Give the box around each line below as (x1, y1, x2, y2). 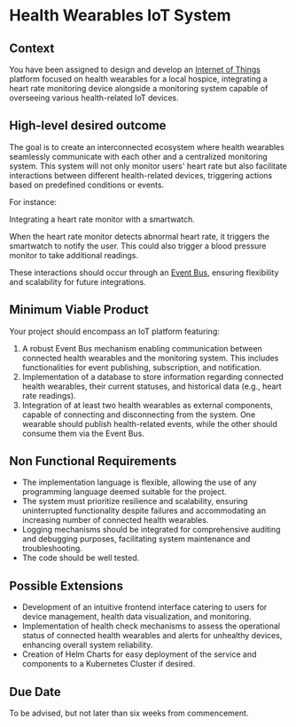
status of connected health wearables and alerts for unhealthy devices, (21, 630, 283, 641)
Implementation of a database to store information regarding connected (21, 371, 284, 382)
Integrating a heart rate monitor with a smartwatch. (9, 214, 195, 225)
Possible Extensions (9, 578, 124, 593)
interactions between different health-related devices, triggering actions (9, 170, 273, 180)
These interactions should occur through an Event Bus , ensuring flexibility (9, 267, 279, 278)
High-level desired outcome (9, 118, 167, 133)
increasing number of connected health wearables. (21, 515, 209, 525)
